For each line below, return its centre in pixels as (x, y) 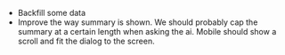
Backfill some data (52, 13)
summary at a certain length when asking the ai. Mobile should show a (147, 31)
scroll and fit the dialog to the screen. (86, 41)
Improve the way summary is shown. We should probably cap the (138, 22)
